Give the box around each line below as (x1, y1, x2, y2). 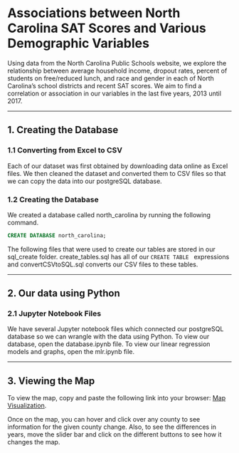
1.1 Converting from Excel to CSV (7, 145, 123, 155)
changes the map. (7, 438, 60, 447)
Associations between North (7, 5, 181, 21)
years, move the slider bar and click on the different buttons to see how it (7, 430, 222, 439)
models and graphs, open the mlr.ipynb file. (7, 348, 135, 356)
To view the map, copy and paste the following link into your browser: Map (7, 394, 226, 402)
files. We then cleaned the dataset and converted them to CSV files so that (7, 169, 226, 177)
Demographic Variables (7, 36, 149, 51)
